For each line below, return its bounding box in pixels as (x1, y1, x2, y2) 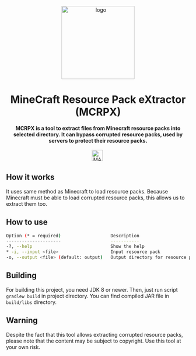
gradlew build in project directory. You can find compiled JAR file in (6, 292, 169, 299)
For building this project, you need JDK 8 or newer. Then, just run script (6, 286, 178, 293)
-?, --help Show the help (6, 244, 145, 250)
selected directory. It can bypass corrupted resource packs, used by (13, 131, 183, 138)
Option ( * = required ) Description (6, 233, 140, 239)
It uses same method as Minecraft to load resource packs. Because (6, 188, 168, 195)
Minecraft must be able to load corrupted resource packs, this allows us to (6, 194, 185, 201)
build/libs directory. (6, 298, 57, 306)
